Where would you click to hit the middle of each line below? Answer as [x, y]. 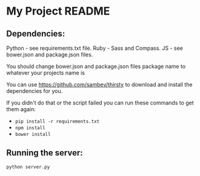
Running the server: [45, 153]
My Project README [58, 11]
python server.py [28, 167]
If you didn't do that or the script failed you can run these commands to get [100, 103]
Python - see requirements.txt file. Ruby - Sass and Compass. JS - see [95, 48]
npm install [30, 128]
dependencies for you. [35, 91]
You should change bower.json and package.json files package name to [96, 66]
